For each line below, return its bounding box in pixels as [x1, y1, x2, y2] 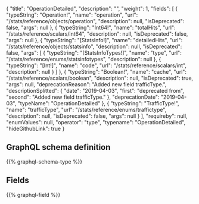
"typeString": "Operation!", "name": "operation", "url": [6, 11, 138, 18]
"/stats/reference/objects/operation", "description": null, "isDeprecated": [6, 18, 185, 24]
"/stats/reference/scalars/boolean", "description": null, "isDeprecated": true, [6, 74, 194, 81]
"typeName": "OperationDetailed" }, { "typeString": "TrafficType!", [17, 100, 180, 106]
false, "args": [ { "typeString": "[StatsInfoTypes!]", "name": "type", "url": [6, 49, 182, 56]
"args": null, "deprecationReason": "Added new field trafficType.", [6, 81, 167, 88]
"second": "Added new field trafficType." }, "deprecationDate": [6, 93, 160, 101]
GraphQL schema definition [6, 142, 111, 152]
